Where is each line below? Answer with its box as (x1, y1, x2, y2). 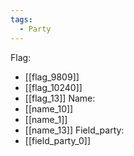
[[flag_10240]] (24, 81, 83, 93)
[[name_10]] (24, 102, 74, 115)
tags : (10, 14, 33, 25)
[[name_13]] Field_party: (24, 124, 125, 136)
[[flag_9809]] (24, 71, 80, 83)
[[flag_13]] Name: (24, 92, 96, 104)
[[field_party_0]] (24, 134, 92, 146)
